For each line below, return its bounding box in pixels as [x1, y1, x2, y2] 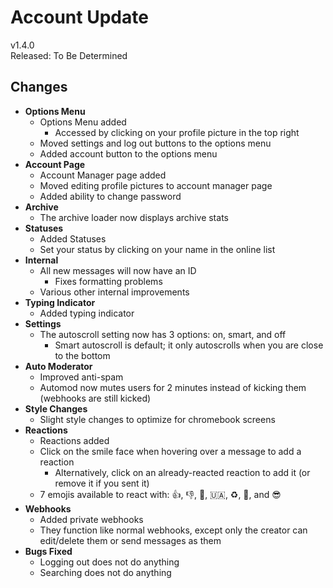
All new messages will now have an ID [39, 264, 197, 276]
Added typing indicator [39, 307, 135, 319]
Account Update [10, 6, 149, 29]
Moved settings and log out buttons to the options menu [39, 137, 272, 149]
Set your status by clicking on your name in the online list [39, 243, 276, 255]
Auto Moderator [24, 360, 93, 372]
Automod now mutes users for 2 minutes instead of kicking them [39, 381, 307, 393]
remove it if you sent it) [54, 477, 150, 489]
